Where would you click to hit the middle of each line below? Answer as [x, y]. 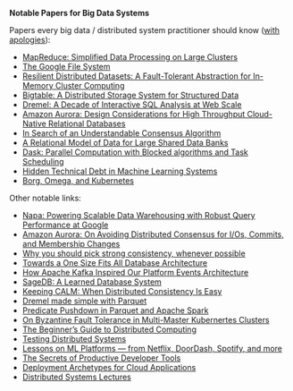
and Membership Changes [71, 244]
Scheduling [43, 161]
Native [34, 123]
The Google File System [66, 67]
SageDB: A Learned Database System [92, 282]
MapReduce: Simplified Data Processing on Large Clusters [130, 57]
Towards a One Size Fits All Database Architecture [115, 263]
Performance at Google [65, 225]
